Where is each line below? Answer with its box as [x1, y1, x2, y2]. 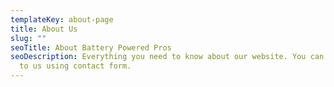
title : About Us [10, 24, 78, 34]
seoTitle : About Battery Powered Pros [10, 42, 172, 53]
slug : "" [10, 33, 47, 43]
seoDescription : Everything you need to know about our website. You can [10, 52, 325, 62]
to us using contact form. [19, 61, 132, 71]
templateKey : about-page [10, 14, 114, 25]
